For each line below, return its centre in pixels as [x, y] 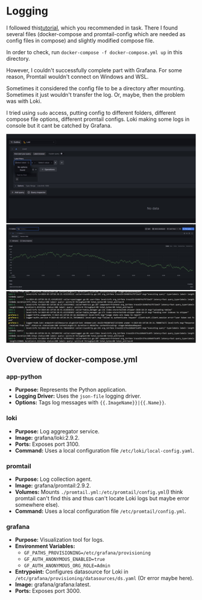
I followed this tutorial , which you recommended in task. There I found [92, 28]
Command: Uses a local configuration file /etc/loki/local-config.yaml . [104, 450]
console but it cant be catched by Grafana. [59, 125]
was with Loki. [24, 101]
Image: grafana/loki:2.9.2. [47, 438]
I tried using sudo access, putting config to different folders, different [91, 113]
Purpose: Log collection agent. [53, 479]
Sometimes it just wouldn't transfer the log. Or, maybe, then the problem [96, 94]
